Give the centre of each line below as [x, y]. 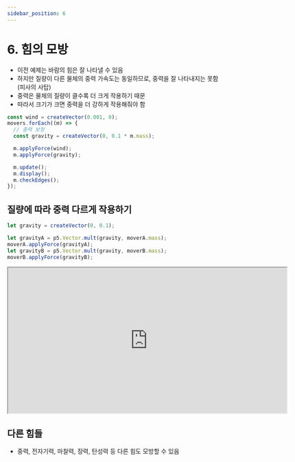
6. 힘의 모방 [38, 49]
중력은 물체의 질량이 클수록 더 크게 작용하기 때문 [81, 95]
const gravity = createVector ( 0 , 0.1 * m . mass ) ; [84, 136]
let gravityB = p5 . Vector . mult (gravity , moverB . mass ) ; [87, 251]
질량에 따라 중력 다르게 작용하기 [70, 209]
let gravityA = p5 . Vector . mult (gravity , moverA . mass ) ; [87, 238]
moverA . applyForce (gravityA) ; [50, 244]
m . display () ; [32, 173]
